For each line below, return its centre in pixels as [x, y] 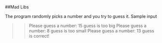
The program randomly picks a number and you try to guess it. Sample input [81, 16]
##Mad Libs [17, 7]
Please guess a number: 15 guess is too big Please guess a [88, 26]
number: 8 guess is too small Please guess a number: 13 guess [92, 31]
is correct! [39, 36]
